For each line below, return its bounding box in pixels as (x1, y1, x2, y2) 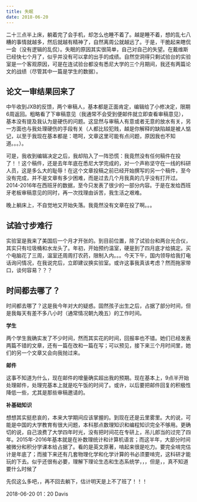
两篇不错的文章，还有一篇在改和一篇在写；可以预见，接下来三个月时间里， (6, 342, 186, 349)
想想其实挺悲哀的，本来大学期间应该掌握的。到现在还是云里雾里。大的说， (6, 414, 186, 421)
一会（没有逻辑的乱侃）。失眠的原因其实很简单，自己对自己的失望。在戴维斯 (6, 45, 189, 53)
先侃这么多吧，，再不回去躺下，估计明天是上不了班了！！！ (6, 477, 148, 485)
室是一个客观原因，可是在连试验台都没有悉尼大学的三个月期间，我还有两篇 (6, 60, 186, 68)
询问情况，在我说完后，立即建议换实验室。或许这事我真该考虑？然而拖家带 (11, 259, 191, 266)
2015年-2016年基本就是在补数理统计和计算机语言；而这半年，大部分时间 (16, 436, 191, 443)
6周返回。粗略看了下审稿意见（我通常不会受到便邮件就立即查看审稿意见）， (6, 111, 186, 118)
